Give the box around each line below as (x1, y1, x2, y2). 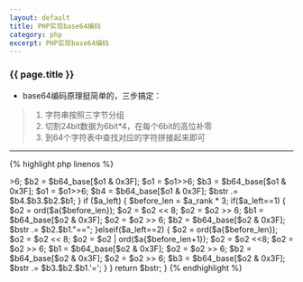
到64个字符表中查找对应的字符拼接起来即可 (44, 132, 206, 143)
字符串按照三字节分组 (44, 109, 124, 120)
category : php (9, 30, 63, 39)
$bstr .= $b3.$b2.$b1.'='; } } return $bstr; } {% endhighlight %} (9, 262, 243, 273)
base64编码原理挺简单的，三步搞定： (22, 89, 162, 100)
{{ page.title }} (9, 69, 75, 81)
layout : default (9, 13, 70, 23)
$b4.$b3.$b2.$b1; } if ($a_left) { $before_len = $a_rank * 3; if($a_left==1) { (9, 195, 286, 206)
